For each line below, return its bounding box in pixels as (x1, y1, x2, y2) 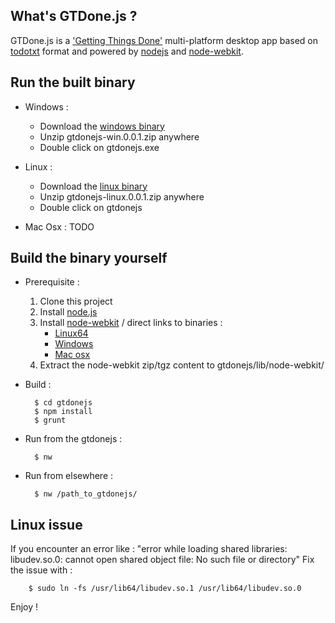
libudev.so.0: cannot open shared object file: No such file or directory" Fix (10, 554, 315, 566)
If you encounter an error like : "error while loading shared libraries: (10, 543, 288, 555)
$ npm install (34, 407, 93, 417)
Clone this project (39, 295, 113, 308)
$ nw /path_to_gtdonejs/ (34, 489, 138, 499)
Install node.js (39, 306, 98, 318)
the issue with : (10, 564, 73, 576)
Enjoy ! (10, 601, 39, 613)
